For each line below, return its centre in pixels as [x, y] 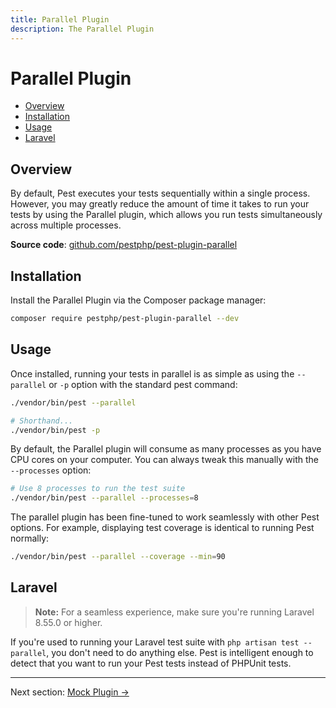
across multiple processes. [66, 225]
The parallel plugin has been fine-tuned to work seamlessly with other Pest [165, 517]
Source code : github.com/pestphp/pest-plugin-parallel [124, 245]
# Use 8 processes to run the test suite [98, 489]
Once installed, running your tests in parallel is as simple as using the [152, 373]
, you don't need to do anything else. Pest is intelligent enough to [180, 652]
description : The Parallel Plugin [82, 29]
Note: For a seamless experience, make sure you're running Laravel [174, 612]
